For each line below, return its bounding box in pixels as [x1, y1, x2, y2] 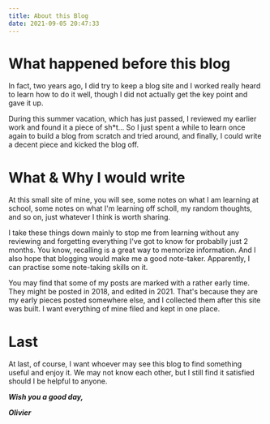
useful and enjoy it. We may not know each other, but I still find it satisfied [8, 368, 255, 378]
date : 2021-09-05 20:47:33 [8, 19, 100, 28]
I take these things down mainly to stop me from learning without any [8, 228, 239, 238]
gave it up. [8, 98, 44, 108]
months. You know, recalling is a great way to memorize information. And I [8, 245, 257, 255]
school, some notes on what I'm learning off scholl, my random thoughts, [8, 203, 253, 213]
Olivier [8, 408, 32, 418]
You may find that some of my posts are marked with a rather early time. [8, 278, 250, 288]
